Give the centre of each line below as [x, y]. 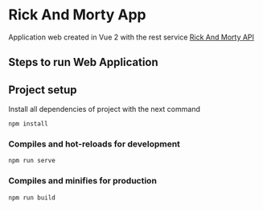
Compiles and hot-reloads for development [95, 144]
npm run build [32, 198]
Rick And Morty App [77, 15]
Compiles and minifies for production [82, 181]
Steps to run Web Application [83, 62]
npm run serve [32, 161]
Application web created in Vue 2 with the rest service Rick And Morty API [131, 37]
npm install [28, 124]
